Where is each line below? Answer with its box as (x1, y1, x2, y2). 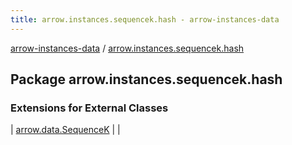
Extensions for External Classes (10, 101, 169, 115)
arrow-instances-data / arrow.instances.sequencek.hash (10, 42, 245, 54)
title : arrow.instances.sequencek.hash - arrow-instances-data (10, 14, 280, 25)
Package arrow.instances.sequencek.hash (10, 71, 283, 88)
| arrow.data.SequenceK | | (10, 124, 121, 136)
